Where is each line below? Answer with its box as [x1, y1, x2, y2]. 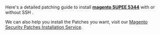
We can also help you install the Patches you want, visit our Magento [5, 19, 148, 25]
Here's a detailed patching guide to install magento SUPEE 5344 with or [5, 4, 155, 10]
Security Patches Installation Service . [5, 24, 83, 30]
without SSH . [5, 9, 34, 15]
